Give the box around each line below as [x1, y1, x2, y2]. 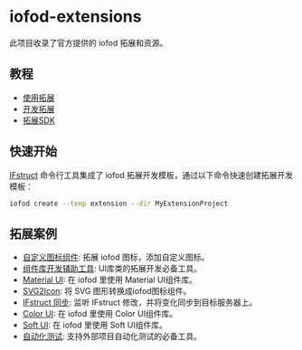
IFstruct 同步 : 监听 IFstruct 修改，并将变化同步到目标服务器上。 [22, 297, 258, 308]
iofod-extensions [9, 6, 142, 27]
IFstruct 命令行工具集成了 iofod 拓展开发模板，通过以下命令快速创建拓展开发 [9, 169, 294, 180]
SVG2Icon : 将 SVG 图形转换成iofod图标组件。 [22, 286, 192, 297]
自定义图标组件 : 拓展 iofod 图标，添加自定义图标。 [22, 251, 210, 263]
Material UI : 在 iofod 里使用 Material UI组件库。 [22, 274, 197, 286]
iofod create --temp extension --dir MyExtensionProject [9, 199, 229, 208]
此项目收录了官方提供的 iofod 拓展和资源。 [9, 37, 168, 48]
